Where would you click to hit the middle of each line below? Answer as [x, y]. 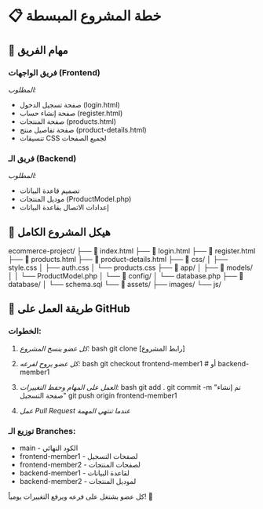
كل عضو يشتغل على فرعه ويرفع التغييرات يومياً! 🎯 [80, 496]
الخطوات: [25, 331]
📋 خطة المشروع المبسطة [85, 16]
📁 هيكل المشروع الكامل [60, 232]
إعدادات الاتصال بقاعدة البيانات [64, 207]
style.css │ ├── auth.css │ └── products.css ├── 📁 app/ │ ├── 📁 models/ [130, 267]
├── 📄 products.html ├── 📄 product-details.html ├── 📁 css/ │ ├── [118, 259]
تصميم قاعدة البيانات [49, 191]
